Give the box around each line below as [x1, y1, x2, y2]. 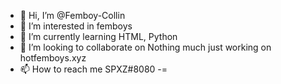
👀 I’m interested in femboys [19, 20, 133, 32]
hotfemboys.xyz [19, 52, 87, 64]
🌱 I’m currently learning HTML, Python [19, 31, 178, 42]
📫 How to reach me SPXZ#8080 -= [19, 63, 168, 75]
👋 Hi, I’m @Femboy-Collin [19, 10, 126, 21]
